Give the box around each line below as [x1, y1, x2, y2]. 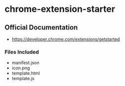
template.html [11, 70, 40, 76]
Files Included [4, 48, 39, 55]
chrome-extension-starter [4, 3, 116, 15]
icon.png [11, 65, 30, 71]
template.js [11, 76, 35, 82]
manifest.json [11, 60, 40, 66]
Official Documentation [4, 23, 78, 32]
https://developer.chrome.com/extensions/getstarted [11, 36, 120, 42]
